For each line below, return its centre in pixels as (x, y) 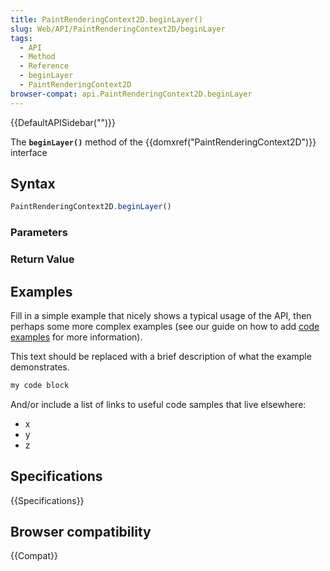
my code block (40, 385)
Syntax (33, 184)
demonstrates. (40, 367)
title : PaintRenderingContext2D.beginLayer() (106, 19)
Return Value (42, 259)
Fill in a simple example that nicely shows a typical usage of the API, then (161, 315)
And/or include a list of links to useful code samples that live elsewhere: (158, 404)
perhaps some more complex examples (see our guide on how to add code (165, 326)
